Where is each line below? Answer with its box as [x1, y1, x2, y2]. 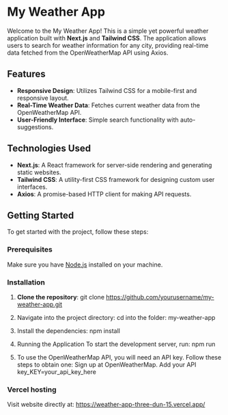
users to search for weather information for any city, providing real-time [7, 41, 209, 49]
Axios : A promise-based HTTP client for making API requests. [16, 189, 192, 198]
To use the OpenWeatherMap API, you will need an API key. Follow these [16, 353, 222, 361]
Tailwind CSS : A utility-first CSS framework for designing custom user [16, 175, 215, 183]
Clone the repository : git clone [16, 293, 104, 301]
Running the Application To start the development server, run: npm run [16, 340, 216, 348]
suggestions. [16, 122, 54, 131]
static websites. [16, 168, 61, 176]
